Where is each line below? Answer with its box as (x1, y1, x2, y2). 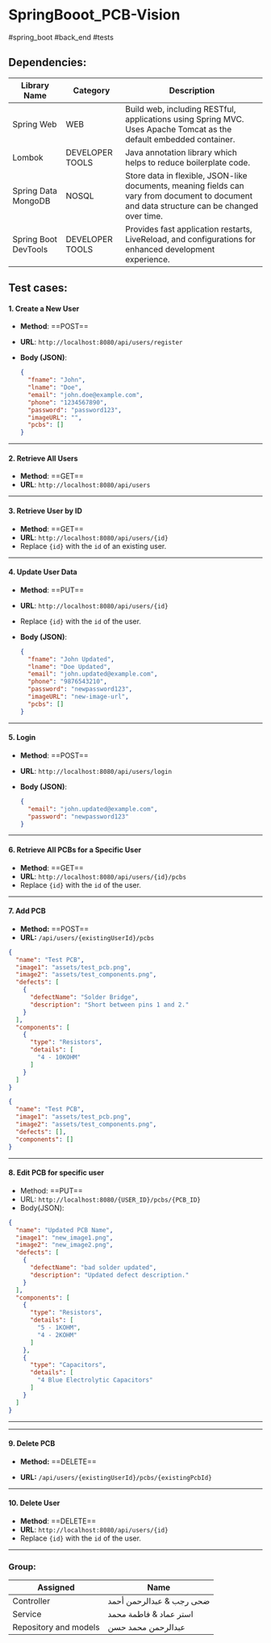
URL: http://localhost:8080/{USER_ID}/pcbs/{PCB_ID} (19, 1194, 202, 1204)
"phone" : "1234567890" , (27, 398, 107, 407)
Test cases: (8, 281, 69, 295)
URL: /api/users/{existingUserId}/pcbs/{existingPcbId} (19, 1472, 212, 1482)
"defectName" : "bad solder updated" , (29, 1264, 157, 1272)
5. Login (8, 733, 36, 742)
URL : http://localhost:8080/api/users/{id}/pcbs (19, 872, 187, 881)
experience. (124, 253, 171, 265)
